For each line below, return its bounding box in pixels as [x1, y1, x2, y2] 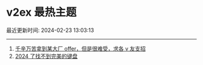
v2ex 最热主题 [6, 5, 77, 19]
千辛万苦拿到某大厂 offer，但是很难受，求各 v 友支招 [14, 45, 146, 52]
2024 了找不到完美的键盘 [14, 52, 78, 60]
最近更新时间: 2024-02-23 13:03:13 [6, 26, 94, 34]
